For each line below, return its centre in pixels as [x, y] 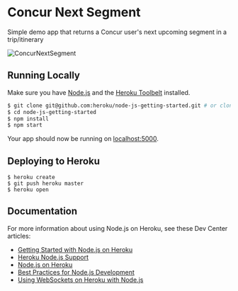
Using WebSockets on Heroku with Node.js [80, 280]
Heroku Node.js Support [53, 257]
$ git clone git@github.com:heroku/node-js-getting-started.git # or [112, 105]
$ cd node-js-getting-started [52, 112]
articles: [19, 236]
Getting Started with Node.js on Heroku [75, 249]
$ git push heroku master [45, 184]
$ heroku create [31, 178]
